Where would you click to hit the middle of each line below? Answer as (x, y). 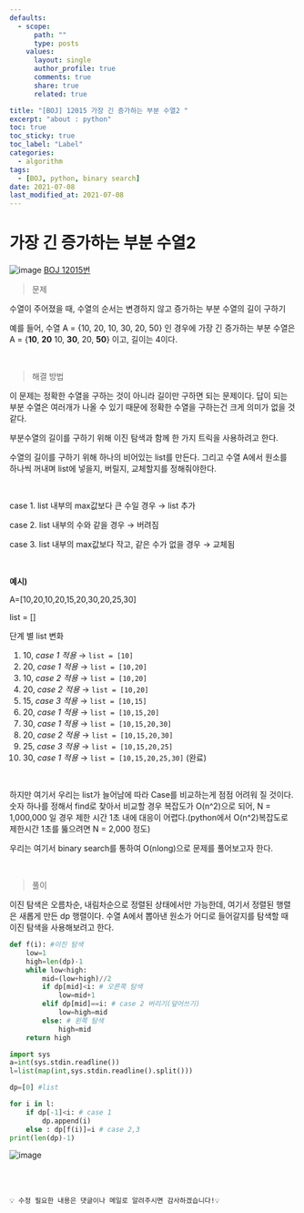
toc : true (28, 127)
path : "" (50, 35)
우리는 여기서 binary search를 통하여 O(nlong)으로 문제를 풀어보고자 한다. (142, 849)
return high (48, 1038)
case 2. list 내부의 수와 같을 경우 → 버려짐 (84, 525)
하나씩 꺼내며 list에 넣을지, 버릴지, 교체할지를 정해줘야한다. (113, 469)
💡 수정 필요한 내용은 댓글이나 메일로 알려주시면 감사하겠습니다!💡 (115, 1201)
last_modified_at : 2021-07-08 (67, 195)
